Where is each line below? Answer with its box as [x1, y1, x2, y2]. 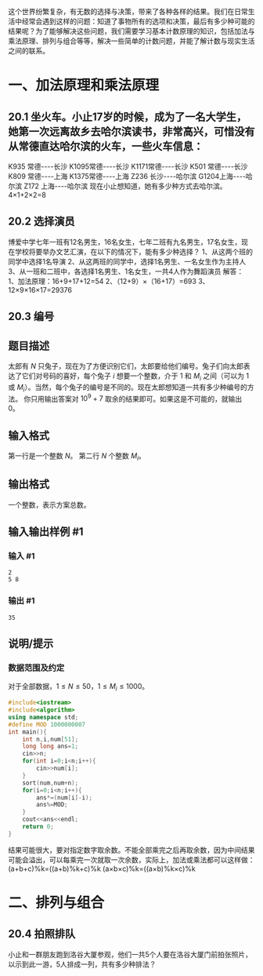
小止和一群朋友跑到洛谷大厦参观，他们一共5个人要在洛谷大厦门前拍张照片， [8, 949, 253, 959]
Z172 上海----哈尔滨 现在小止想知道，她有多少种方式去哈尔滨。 [23, 181, 227, 191]
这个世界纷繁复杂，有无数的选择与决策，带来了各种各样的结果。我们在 [8, 7, 235, 16]
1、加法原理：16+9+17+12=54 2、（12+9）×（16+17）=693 [8, 276, 197, 286]
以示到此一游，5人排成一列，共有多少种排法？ [8, 960, 157, 969]
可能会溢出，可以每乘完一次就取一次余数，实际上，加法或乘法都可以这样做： [8, 854, 255, 865]
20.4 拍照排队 [8, 927, 76, 941]
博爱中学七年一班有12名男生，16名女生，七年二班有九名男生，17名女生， [8, 237, 242, 246]
